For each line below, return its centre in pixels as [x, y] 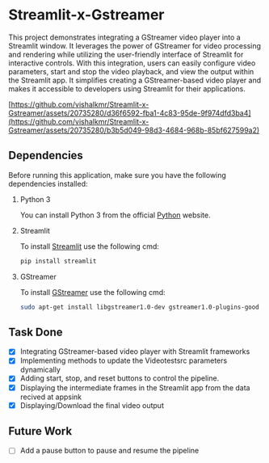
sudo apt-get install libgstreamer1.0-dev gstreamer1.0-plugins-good [140, 307]
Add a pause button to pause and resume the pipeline [109, 451]
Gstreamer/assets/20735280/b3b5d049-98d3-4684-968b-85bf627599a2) [134, 130]
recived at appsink [51, 397]
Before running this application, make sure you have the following [117, 175]
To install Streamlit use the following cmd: [90, 246]
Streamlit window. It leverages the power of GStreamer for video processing [134, 45]
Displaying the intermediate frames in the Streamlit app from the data [135, 387]
